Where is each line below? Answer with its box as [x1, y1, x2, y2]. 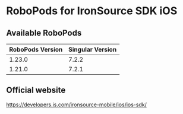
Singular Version [68, 46, 117, 53]
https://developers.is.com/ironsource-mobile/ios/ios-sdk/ [6, 101, 147, 108]
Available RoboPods [6, 28, 82, 38]
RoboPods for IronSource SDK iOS [6, 4, 178, 18]
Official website [6, 85, 66, 96]
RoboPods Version [9, 46, 63, 53]
